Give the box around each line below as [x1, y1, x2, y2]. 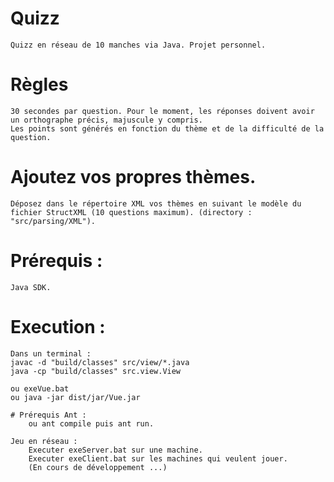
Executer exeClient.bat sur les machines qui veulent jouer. [28, 453, 288, 464]
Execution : [10, 315, 106, 338]
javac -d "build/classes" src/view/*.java [10, 357, 190, 367]
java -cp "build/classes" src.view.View [10, 366, 182, 376]
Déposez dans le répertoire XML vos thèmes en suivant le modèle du [10, 198, 302, 209]
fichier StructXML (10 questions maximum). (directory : [10, 207, 253, 217]
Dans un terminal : [10, 348, 92, 359]
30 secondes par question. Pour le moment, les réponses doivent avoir [10, 106, 315, 116]
